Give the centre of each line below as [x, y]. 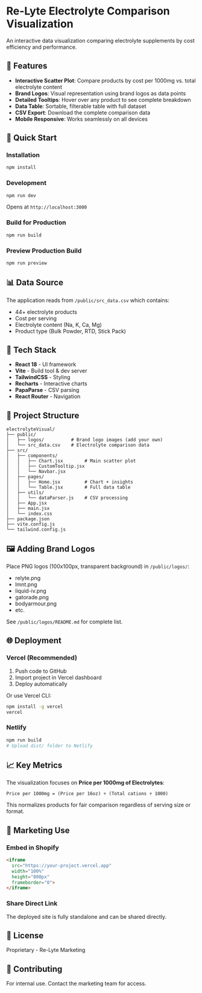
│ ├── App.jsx [27, 503]
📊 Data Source [35, 282]
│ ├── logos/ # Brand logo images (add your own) [85, 440]
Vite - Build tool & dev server [51, 371]
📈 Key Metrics [34, 765]
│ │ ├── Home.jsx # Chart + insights [70, 482]
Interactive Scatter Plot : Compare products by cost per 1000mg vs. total [105, 80]
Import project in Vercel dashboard [58, 677]
